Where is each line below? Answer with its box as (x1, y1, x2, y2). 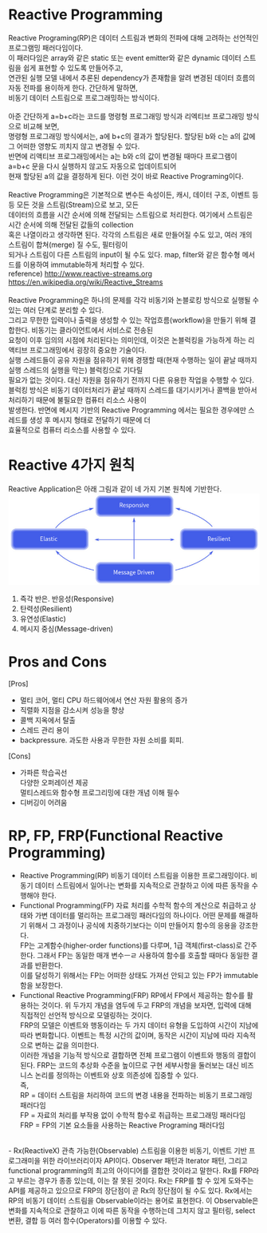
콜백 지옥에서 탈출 (19, 715, 76, 725)
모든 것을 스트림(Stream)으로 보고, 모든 (16, 200, 139, 209)
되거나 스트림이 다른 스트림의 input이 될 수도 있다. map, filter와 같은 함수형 (8, 249, 241, 259)
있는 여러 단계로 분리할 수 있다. (8, 305, 104, 315)
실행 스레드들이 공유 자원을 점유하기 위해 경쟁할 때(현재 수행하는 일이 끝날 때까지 (8, 355, 257, 364)
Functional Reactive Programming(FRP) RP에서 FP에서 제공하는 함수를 (19, 991, 245, 1000)
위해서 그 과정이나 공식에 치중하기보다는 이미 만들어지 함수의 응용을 (28, 921, 238, 930)
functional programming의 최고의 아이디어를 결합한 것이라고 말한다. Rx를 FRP (8, 1166, 253, 1175)
